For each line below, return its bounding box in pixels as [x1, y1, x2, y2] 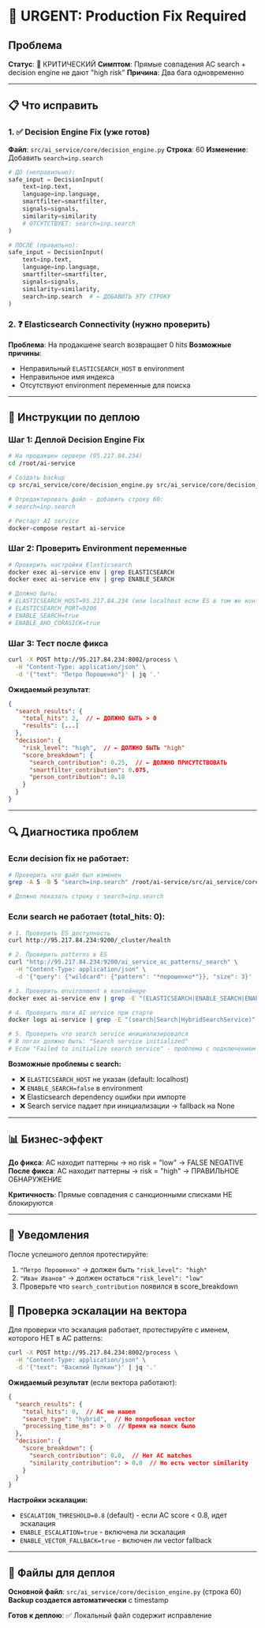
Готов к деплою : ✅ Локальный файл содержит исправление [8, 1611, 212, 1620]
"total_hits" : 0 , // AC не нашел [22, 1408, 136, 1416]
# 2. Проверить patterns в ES [8, 951, 108, 959]
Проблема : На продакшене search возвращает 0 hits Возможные [8, 339, 232, 350]
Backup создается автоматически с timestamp [8, 1596, 169, 1605]
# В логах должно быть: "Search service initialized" [8, 1038, 189, 1046]
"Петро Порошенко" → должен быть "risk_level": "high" [19, 1264, 207, 1274]
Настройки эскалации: [8, 1495, 88, 1505]
